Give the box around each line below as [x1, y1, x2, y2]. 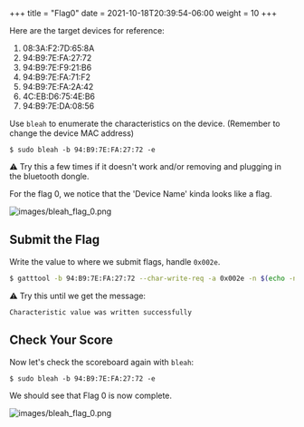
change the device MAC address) [9, 128, 134, 139]
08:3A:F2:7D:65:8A [22, 43, 95, 53]
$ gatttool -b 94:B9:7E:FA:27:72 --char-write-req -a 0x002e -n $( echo [9, 274, 285, 283]
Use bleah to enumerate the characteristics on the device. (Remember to [9, 118, 280, 129]
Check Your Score [9, 333, 113, 348]
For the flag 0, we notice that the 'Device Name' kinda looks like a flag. [9, 189, 273, 199]
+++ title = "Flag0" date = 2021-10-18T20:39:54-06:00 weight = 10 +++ [9, 8, 278, 18]
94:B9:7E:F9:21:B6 [22, 63, 92, 73]
